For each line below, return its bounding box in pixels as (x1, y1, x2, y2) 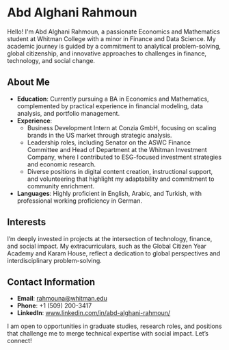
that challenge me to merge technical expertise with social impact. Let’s (7, 329, 209, 338)
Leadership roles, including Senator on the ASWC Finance (27, 138, 191, 147)
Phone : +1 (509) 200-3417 (16, 301, 92, 310)
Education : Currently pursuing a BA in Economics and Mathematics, (16, 95, 210, 103)
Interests (7, 216, 46, 228)
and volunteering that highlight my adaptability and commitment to (27, 175, 215, 183)
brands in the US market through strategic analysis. (27, 131, 172, 139)
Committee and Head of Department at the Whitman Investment (27, 145, 207, 153)
